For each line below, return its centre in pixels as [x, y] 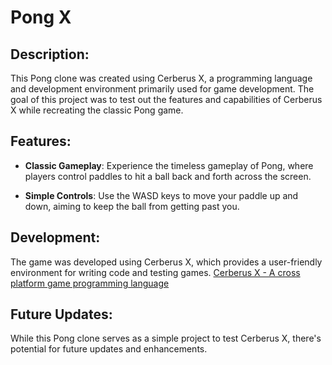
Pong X [41, 17]
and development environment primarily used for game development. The [162, 89]
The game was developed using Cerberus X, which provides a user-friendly [166, 262]
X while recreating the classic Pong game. [97, 110]
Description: [50, 54]
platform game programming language [90, 283]
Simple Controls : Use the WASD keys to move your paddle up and [161, 195]
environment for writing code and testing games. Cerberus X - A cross [155, 272]
